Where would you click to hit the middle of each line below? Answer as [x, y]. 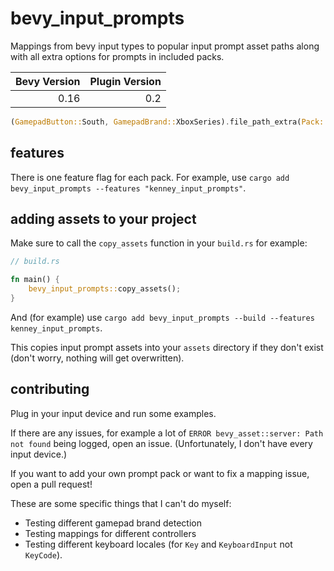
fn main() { [35, 280]
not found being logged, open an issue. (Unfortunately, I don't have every [161, 443]
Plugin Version [125, 81]
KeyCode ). [43, 554]
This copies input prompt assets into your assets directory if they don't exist [167, 347]
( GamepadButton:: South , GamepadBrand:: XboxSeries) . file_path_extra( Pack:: [169, 122]
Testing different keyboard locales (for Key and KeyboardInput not [158, 544]
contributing [50, 389]
